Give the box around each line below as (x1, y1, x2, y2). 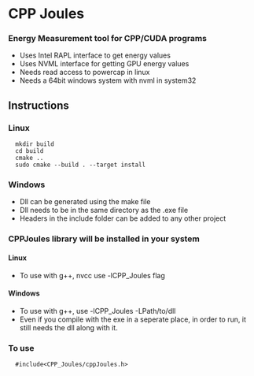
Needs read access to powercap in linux (19, 68, 150, 77)
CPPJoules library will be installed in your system (8, 233, 201, 244)
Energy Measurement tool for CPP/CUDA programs (8, 33, 207, 44)
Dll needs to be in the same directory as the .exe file (19, 206, 189, 215)
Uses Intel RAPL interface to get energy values (19, 50, 171, 60)
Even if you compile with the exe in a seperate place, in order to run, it (19, 315, 246, 324)
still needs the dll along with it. (19, 322, 118, 332)
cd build (15, 147, 44, 155)
